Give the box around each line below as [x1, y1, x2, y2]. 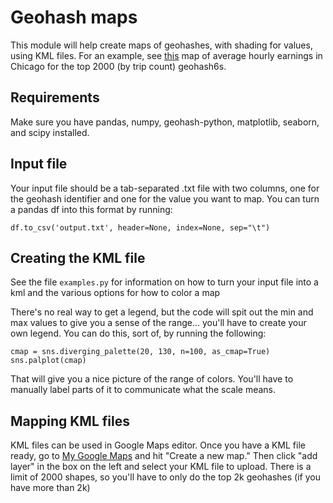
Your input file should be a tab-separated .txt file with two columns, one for [10, 182, 320, 194]
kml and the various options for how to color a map [10, 287, 221, 299]
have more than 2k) [10, 482, 91, 494]
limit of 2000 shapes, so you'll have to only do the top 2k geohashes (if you [10, 471, 321, 483]
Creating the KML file [10, 249, 146, 266]
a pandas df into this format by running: [10, 203, 173, 215]
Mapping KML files [10, 412, 130, 430]
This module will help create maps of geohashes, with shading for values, [10, 39, 313, 51]
